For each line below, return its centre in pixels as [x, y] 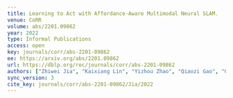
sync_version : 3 [31, 78]
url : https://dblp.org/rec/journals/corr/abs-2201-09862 [91, 65]
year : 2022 [23, 33]
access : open [26, 46]
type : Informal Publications [49, 39]
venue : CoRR [24, 20]
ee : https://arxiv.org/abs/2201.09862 [63, 59]
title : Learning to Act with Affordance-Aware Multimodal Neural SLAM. [113, 13]
